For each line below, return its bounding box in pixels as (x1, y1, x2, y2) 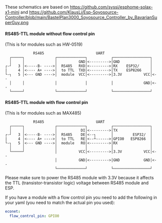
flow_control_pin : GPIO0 (9, 214, 59, 219)
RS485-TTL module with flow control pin (5, 99, 88, 105)
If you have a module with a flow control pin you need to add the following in (5, 194, 157, 201)
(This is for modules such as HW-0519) (5, 41, 83, 48)
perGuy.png (5, 19, 29, 25)
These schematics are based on (5, 4, 69, 10)
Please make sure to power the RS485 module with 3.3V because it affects (5, 175, 154, 181)
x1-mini (5, 9, 20, 15)
